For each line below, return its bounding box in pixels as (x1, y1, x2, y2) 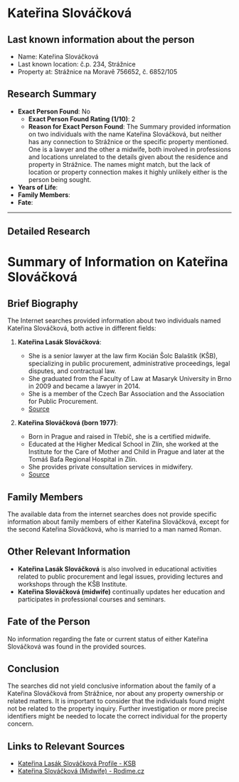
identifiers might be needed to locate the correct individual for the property (7, 712, 228, 721)
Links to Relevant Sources (7, 740, 125, 752)
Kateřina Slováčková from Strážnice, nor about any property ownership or (7, 689, 224, 698)
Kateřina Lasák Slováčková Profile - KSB (17, 759, 137, 768)
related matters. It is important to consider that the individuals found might (7, 697, 225, 706)
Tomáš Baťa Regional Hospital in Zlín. (28, 455, 137, 464)
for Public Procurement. (28, 397, 98, 406)
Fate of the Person (7, 616, 90, 628)
